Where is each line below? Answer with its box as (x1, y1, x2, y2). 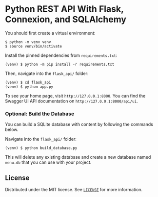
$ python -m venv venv (5, 39, 51, 45)
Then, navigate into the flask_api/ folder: (5, 70, 89, 76)
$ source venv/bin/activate (5, 44, 62, 49)
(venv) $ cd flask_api (5, 80, 51, 85)
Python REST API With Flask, (5, 3, 124, 15)
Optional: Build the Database (5, 110, 75, 117)
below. (5, 126, 19, 133)
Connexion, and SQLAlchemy (5, 14, 127, 25)
